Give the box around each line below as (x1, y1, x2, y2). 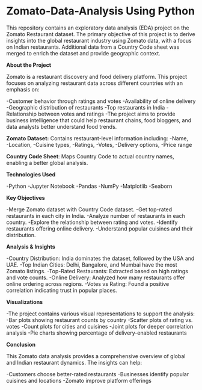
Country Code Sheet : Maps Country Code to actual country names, (6, 152, 174, 160)
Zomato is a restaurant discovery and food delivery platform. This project (6, 73, 188, 80)
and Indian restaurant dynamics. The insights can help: (6, 359, 142, 366)
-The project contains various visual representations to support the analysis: (6, 310, 195, 317)
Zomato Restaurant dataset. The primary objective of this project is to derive (6, 30, 195, 37)
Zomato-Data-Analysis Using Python (6, 4, 195, 18)
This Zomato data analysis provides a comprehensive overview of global (6, 352, 186, 359)
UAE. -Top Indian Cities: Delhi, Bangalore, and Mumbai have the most (6, 261, 177, 268)
